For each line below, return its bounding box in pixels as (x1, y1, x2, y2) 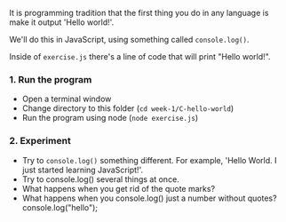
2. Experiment (9, 135, 71, 147)
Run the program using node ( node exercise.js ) (21, 113, 199, 123)
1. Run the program (9, 73, 92, 85)
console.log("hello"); (21, 202, 99, 212)
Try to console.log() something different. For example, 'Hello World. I (21, 155, 277, 165)
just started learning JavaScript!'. (21, 164, 144, 175)
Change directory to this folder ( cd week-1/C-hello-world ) (21, 103, 234, 114)
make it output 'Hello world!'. (9, 17, 115, 28)
